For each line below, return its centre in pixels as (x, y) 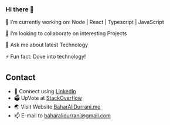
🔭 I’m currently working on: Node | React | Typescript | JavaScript (85, 22)
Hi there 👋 (20, 9)
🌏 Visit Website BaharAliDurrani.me (57, 107)
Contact (21, 77)
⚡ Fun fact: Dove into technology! (46, 57)
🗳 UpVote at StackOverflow (48, 98)
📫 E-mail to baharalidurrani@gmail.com (62, 116)
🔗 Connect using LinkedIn (45, 92)
